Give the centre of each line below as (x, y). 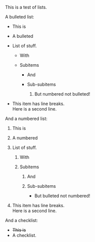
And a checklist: (22, 220)
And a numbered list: (26, 119)
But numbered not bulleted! (62, 94)
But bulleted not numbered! (62, 196)
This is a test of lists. (26, 7)
